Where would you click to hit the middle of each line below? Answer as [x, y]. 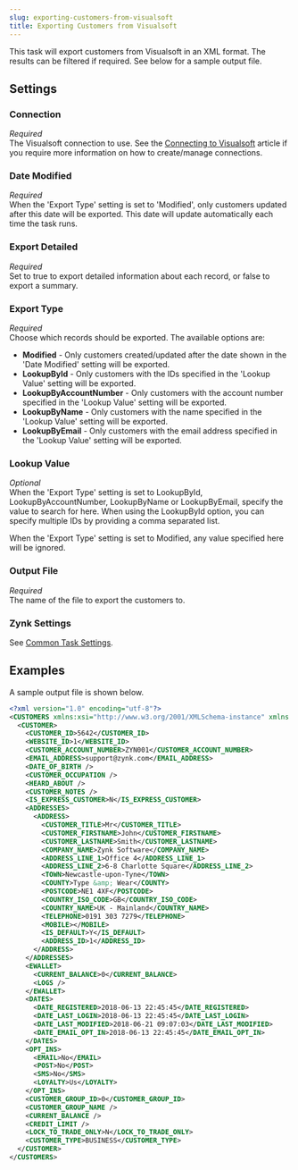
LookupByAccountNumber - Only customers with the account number [153, 393]
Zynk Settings [40, 623]
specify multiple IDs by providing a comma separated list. [115, 521]
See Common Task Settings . [61, 642]
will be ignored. [37, 548]
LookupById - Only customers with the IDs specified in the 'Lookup [146, 374]
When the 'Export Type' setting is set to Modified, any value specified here [146, 538]
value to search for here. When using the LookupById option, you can [137, 511]
